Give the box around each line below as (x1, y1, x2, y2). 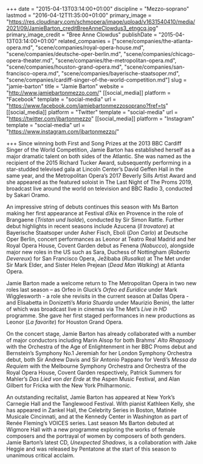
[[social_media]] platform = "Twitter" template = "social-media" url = (6, 109, 178, 116)
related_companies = (58, 38, 111, 44)
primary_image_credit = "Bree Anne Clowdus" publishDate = (6, 31, 157, 38)
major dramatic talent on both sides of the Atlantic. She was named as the (6, 153, 191, 160)
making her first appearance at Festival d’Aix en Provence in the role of (6, 210, 184, 216)
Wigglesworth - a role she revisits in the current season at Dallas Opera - (6, 293, 189, 300)
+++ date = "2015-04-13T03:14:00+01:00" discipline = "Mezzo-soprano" (6, 5, 190, 12)
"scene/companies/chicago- (123, 50, 196, 57)
